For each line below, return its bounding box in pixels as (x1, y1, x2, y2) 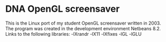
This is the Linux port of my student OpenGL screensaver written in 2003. (5, 20, 161, 26)
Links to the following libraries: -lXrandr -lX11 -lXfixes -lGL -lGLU (5, 31, 142, 37)
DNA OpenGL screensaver (5, 3, 120, 15)
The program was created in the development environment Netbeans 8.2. (5, 25, 161, 31)
